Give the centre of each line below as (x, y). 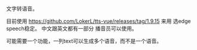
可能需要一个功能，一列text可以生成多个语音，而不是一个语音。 (84, 41)
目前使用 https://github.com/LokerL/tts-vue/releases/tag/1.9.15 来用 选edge (98, 21)
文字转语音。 (22, 9)
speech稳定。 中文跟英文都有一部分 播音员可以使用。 (72, 29)
